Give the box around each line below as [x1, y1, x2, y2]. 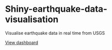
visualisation [5, 14, 59, 25]
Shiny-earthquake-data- [5, 3, 108, 15]
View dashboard [5, 39, 38, 45]
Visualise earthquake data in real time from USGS [5, 30, 105, 36]
